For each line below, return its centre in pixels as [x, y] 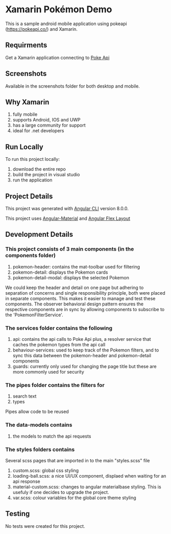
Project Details [29, 196]
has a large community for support [49, 125]
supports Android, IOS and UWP [46, 120]
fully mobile [25, 114]
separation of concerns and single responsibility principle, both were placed [85, 293]
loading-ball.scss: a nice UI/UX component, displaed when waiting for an [89, 476]
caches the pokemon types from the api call [59, 344]
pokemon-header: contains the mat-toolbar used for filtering [76, 266]
